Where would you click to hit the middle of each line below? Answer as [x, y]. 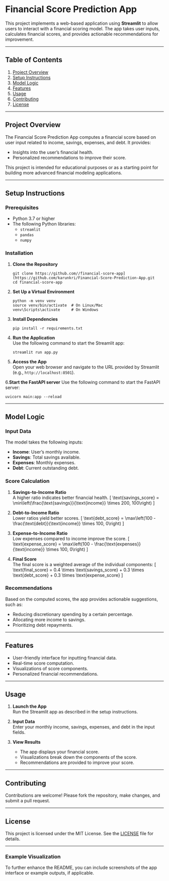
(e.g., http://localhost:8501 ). [44, 372]
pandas [27, 235]
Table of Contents [34, 60]
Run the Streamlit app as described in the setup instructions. [75, 712]
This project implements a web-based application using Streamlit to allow [82, 23]
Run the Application [34, 338]
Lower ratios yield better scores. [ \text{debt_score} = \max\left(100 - [84, 518]
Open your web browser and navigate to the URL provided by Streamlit [86, 367]
